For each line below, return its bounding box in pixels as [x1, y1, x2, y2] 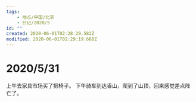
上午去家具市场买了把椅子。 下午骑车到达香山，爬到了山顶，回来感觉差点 [6, 82, 185, 89]
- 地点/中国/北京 [17, 14, 55, 20]
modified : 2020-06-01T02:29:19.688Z [6, 36, 97, 42]
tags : [6, 8, 20, 15]
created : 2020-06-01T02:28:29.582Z [6, 31, 95, 37]
